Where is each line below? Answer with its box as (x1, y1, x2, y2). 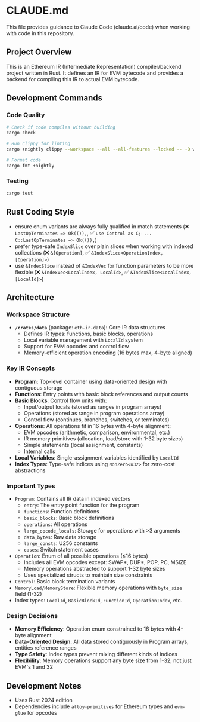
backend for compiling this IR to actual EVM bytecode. (6, 75, 140, 82)
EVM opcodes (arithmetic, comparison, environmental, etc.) (23, 429, 171, 436)
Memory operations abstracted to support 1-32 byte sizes (23, 565, 165, 572)
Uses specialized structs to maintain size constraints (23, 571, 153, 579)
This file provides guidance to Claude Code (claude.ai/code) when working (6, 23, 190, 30)
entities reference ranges (14, 644, 77, 651)
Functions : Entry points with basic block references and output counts (14, 390, 189, 397)
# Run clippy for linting (6, 141, 70, 147)
